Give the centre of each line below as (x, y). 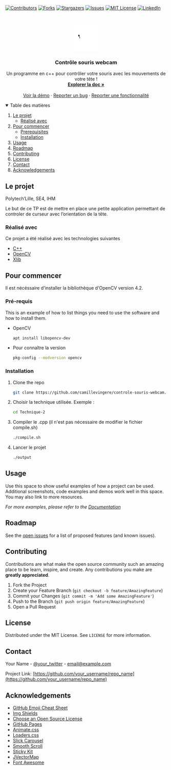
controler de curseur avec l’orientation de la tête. (57, 214)
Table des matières (30, 105)
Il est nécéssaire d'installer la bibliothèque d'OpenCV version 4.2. (74, 288)
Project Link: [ (20, 674)
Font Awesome (28, 762)
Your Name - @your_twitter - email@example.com (58, 664)
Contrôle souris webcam (86, 62)
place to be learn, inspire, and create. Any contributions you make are (79, 569)
